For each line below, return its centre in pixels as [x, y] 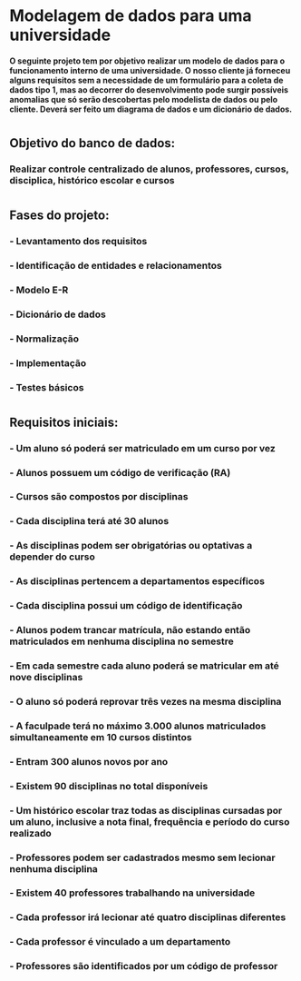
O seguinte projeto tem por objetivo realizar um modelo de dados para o [147, 61]
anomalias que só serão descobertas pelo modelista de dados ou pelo [144, 99]
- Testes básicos [47, 387]
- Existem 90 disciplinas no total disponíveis [109, 786]
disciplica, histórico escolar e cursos [92, 180]
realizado [30, 833]
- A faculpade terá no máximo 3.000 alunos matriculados [138, 726]
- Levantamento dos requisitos [78, 241]
